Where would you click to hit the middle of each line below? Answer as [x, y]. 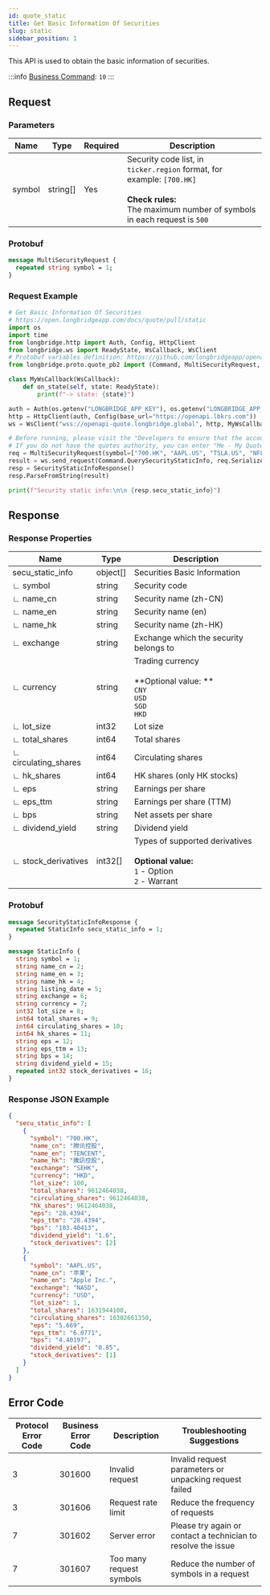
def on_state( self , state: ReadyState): [91, 387]
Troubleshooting [214, 1430]
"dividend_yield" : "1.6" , [73, 1235]
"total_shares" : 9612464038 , [78, 1190]
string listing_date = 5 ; [59, 989]
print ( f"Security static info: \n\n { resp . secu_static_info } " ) [115, 490]
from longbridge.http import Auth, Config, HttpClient [102, 343]
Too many [128, 1559]
